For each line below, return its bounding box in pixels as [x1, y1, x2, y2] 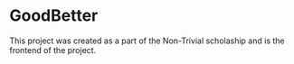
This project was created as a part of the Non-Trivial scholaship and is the [9, 35, 285, 46]
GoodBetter [9, 5, 99, 26]
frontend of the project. [9, 44, 97, 55]
